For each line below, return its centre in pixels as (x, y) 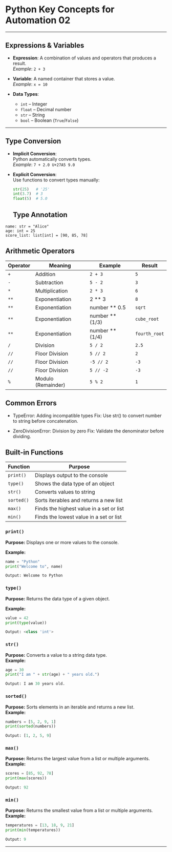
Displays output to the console (71, 475)
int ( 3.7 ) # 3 (28, 194)
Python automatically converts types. (52, 159)
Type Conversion (33, 141)
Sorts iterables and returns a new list (79, 501)
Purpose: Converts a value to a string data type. (56, 655)
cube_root (147, 319)
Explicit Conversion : (35, 174)
